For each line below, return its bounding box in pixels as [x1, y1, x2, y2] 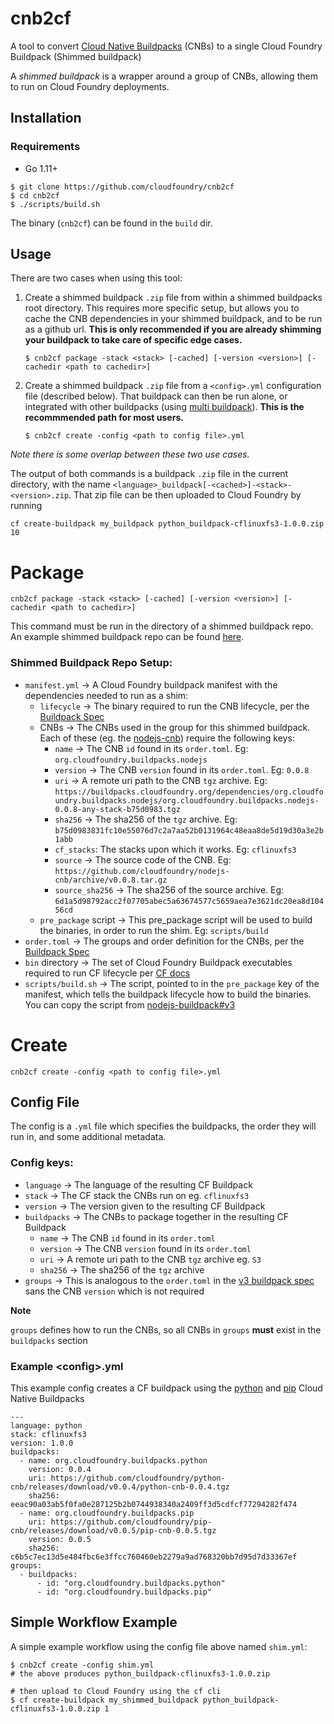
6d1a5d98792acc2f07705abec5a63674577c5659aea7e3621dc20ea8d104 [54, 896, 324, 906]
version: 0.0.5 [28, 1535, 92, 1545]
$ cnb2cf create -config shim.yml [10, 1660, 155, 1670]
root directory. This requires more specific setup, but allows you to [24, 302, 300, 314]
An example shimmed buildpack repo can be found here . [10, 631, 245, 643]
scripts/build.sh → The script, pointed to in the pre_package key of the [24, 977, 320, 989]
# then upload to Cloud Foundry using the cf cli [10, 1686, 222, 1696]
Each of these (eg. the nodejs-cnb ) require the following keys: [39, 732, 295, 744]
